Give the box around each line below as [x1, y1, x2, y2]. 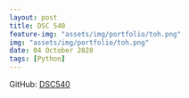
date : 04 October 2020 [9, 46, 94, 55]
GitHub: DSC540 [9, 79, 71, 89]
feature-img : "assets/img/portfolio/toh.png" [9, 29, 181, 38]
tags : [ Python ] [9, 54, 66, 63]
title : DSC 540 [9, 21, 66, 30]
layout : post [9, 12, 58, 22]
